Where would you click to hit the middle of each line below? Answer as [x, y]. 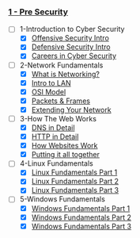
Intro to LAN [51, 83]
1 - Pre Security [38, 12]
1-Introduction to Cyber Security [72, 29]
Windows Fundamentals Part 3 [81, 226]
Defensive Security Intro [71, 47]
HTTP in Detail [55, 136]
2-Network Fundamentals [61, 65]
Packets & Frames [61, 101]
